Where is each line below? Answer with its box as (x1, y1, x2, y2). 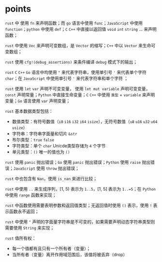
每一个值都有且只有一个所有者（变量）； (12, 245, 91, 251)
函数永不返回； (9, 208, 39, 214)
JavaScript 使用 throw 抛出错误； (14, 165, 80, 171)
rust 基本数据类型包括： (5, 108, 53, 114)
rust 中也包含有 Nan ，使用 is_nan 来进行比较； (5, 175, 98, 181)
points (5, 3, 31, 15)
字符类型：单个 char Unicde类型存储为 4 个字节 (12, 142, 106, 149)
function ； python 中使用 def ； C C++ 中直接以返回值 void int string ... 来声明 (5, 26, 157, 32)
